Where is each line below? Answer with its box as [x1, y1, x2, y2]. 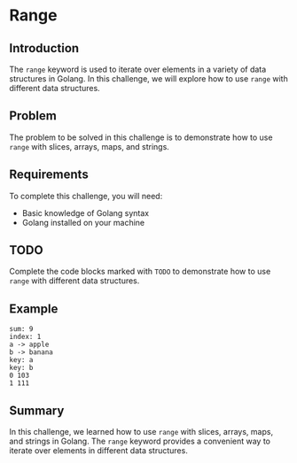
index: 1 [9, 333, 42, 342]
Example [9, 301, 59, 316]
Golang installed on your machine [21, 217, 145, 228]
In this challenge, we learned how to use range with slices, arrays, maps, [9, 427, 273, 437]
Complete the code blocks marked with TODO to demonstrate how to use [9, 266, 271, 277]
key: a [9, 356, 34, 365]
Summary [9, 403, 65, 418]
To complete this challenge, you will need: [9, 190, 163, 201]
